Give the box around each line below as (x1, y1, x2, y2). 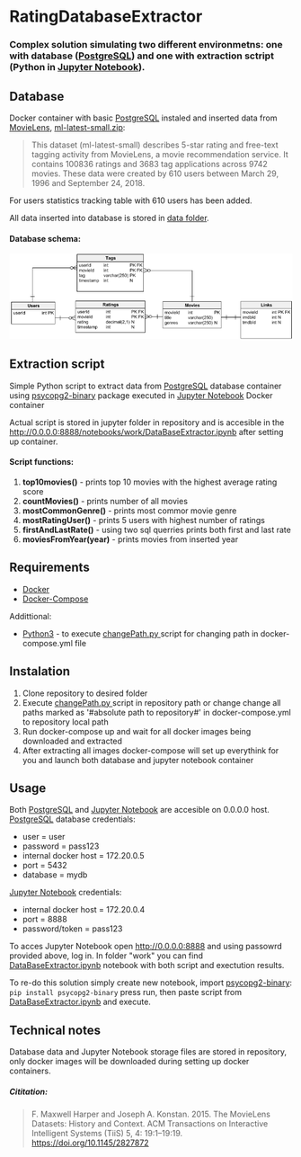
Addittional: (9, 610, 52, 621)
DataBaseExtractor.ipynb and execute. (9, 996, 151, 1008)
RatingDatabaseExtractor (9, 6, 203, 27)
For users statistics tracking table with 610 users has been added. (9, 195, 253, 206)
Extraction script (9, 357, 105, 372)
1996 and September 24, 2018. (31, 177, 146, 188)
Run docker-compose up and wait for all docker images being (22, 725, 252, 736)
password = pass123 (22, 841, 100, 851)
